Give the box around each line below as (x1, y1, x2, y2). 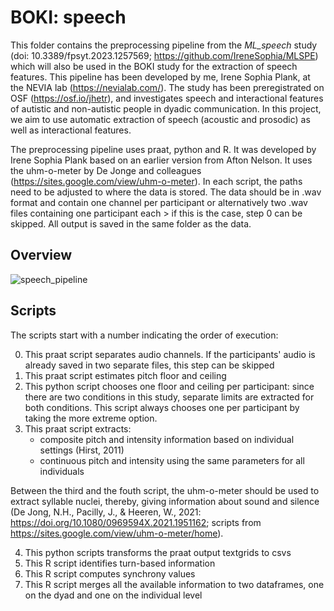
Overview (10, 247, 73, 264)
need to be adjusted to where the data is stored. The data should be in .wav (10, 186, 322, 198)
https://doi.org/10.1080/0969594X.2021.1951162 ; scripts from (10, 516, 262, 528)
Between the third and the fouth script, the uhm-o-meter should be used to (10, 484, 320, 496)
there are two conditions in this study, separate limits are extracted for (24, 391, 315, 403)
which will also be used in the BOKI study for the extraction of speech (10, 60, 298, 72)
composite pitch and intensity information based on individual (39, 433, 295, 445)
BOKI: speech (10, 6, 127, 29)
